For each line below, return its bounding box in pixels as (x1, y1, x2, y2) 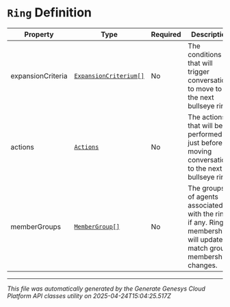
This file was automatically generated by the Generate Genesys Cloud (7, 284, 205, 293)
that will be (188, 121, 223, 130)
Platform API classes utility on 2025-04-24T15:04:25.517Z (7, 291, 171, 299)
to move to (188, 84, 222, 93)
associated (188, 200, 223, 210)
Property (24, 29, 54, 39)
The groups (188, 183, 225, 193)
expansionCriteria (10, 71, 68, 80)
